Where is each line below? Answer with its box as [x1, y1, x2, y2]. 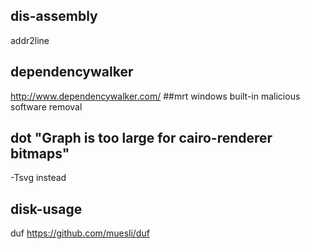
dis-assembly [10, 8, 98, 25]
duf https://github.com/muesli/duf [10, 227, 150, 239]
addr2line [10, 34, 50, 46]
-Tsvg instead [10, 172, 67, 184]
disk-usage [10, 200, 83, 218]
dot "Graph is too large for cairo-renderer [10, 130, 273, 147]
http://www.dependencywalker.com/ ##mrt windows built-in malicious [10, 90, 301, 102]
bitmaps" [10, 145, 70, 163]
